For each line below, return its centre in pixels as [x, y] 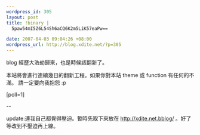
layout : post [22, 17]
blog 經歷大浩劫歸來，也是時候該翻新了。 [57, 62]
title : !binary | [28, 23]
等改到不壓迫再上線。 [32, 126]
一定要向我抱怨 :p [45, 82]
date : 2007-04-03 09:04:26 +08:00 [49, 39]
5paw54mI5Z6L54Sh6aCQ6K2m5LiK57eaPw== [60, 28]
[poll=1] [16, 94]
